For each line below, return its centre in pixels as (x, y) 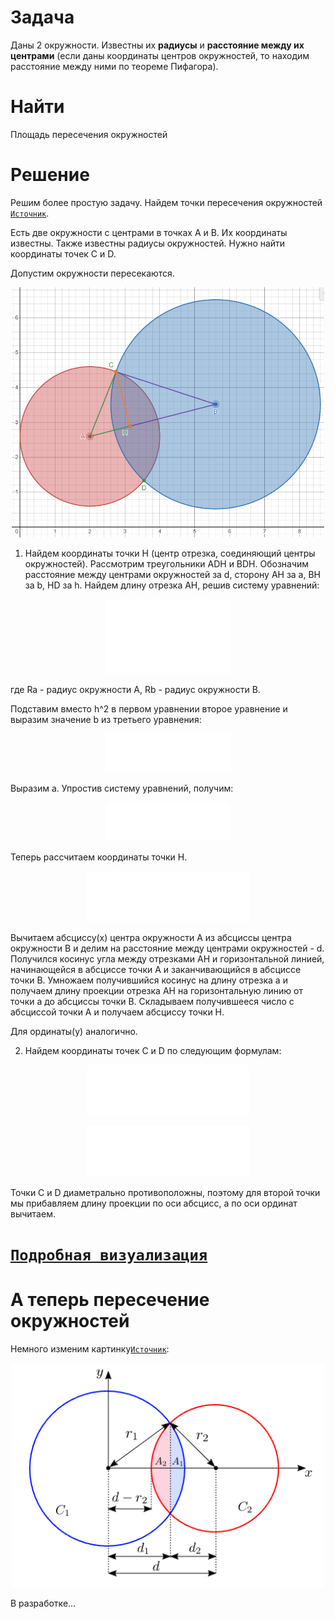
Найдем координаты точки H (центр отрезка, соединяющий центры (170, 553)
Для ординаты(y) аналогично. (74, 1032)
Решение (50, 175)
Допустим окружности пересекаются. (92, 273)
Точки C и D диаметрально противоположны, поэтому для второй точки (165, 1193)
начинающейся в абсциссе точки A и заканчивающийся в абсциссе (156, 970)
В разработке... (43, 1603)
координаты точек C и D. (63, 253)
